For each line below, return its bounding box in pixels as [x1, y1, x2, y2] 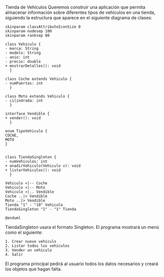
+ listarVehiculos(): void [5, 168, 61, 173]
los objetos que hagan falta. [5, 266, 62, 272]
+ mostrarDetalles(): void [5, 64, 61, 69]
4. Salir [5, 252, 23, 257]
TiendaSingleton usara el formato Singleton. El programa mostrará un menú [5, 224, 160, 230]
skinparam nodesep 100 [5, 29, 52, 34]
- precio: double [5, 59, 41, 64]
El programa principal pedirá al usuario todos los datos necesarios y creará [5, 261, 159, 267]
